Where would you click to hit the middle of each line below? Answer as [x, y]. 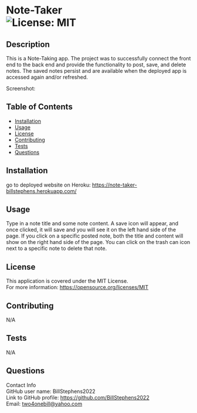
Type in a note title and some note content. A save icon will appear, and [92, 224]
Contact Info [21, 385]
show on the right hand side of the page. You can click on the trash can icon [98, 242]
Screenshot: [21, 88]
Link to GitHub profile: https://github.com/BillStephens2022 [78, 397]
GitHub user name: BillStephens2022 [51, 391]
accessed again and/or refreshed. [47, 77]
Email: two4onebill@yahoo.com [44, 404]
